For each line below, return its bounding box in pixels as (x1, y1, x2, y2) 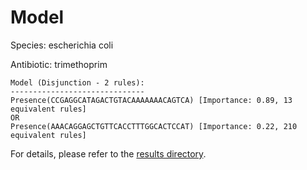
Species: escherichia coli (10, 39, 114, 51)
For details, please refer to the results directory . (10, 147, 207, 160)
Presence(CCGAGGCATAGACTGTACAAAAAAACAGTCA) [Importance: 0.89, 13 (10, 95, 293, 105)
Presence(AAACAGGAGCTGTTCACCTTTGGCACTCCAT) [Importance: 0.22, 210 (10, 121, 298, 131)
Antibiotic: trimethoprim (10, 58, 108, 70)
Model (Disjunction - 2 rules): (10, 77, 145, 88)
